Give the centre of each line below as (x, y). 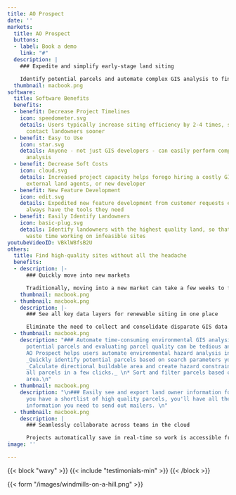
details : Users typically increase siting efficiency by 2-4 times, (122, 125)
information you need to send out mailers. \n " (97, 406)
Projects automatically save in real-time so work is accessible (123, 438)
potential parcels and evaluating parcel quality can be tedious (123, 346)
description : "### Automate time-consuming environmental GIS (113, 340)
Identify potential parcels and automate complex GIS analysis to (119, 79)
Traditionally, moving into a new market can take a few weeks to (125, 288)
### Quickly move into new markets (78, 275)
